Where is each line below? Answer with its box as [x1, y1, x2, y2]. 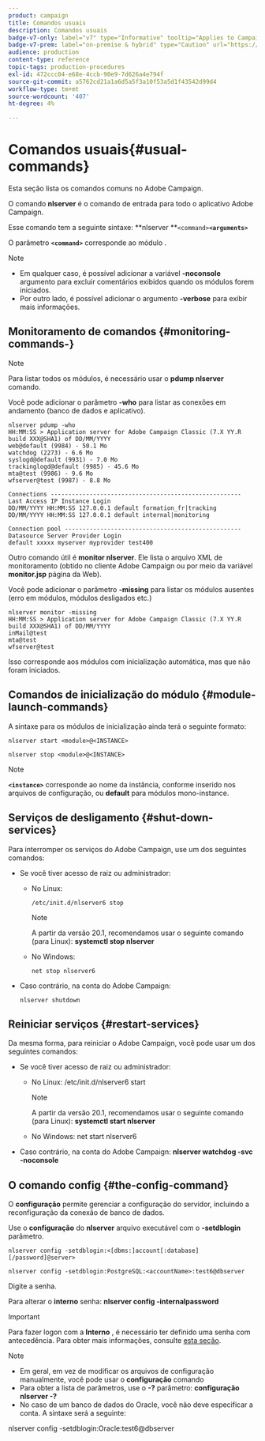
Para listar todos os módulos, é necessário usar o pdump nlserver [8, 373, 224, 383]
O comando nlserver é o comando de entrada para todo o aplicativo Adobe [8, 199, 254, 209]
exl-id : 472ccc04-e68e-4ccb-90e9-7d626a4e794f [8, 70, 164, 78]
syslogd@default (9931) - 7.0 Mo [8, 455, 118, 463]
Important [8, 1312, 40, 1322]
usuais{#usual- [84, 141, 188, 159]
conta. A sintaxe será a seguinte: [19, 1409, 126, 1418]
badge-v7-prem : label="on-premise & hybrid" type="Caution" [8, 41, 211, 49]
